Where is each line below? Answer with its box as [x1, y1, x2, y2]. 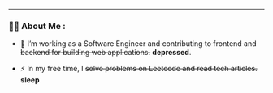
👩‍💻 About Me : [8, 20, 67, 32]
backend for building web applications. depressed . [19, 48, 192, 57]
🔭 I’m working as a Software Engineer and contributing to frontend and [19, 39, 258, 49]
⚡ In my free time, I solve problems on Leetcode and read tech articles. [19, 64, 258, 74]
